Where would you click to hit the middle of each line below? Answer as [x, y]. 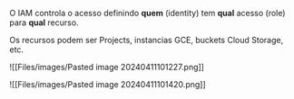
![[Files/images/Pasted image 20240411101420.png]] [108, 84]
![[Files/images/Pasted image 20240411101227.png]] [107, 67]
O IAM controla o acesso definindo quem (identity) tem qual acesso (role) [147, 13]
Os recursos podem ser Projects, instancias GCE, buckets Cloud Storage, [147, 40]
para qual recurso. [44, 22]
